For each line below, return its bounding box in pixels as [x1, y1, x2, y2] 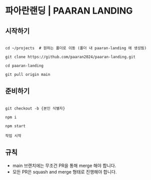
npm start [5, 123, 26, 129]
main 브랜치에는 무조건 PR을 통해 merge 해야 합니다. [12, 162, 116, 168]
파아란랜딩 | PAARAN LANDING [5, 5, 133, 17]
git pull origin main [5, 72, 51, 77]
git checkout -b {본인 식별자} [5, 106, 65, 111]
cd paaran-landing [5, 63, 44, 68]
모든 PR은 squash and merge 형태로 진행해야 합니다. [12, 168, 117, 174]
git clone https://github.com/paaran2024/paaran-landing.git [5, 54, 136, 59]
